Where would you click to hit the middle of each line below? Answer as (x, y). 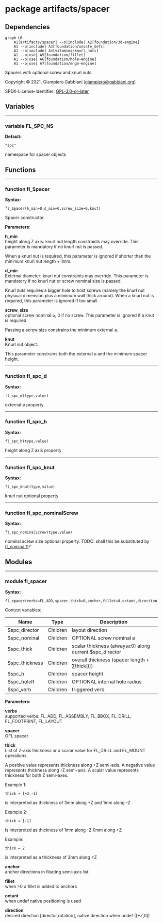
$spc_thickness (25, 663)
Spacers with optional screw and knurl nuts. (49, 72)
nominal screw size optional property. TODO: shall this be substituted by (77, 541)
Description (114, 621)
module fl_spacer (26, 581)
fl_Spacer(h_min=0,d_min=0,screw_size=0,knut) (53, 209)
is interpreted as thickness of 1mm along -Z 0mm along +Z (64, 830)
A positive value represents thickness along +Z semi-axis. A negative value (80, 765)
